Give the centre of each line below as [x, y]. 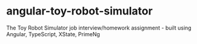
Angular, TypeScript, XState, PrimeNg [53, 34]
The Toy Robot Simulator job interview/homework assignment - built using [99, 28]
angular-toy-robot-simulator [79, 11]
